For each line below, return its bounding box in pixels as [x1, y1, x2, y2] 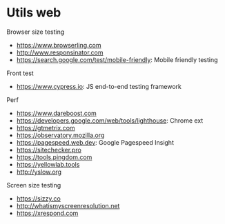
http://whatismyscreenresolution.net [16, 201, 120, 210]
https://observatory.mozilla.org [16, 131, 105, 139]
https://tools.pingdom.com [16, 153, 92, 161]
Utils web [6, 5, 61, 21]
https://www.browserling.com [16, 41, 101, 49]
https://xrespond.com [16, 209, 79, 217]
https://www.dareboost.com [16, 109, 97, 117]
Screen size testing [6, 181, 61, 189]
